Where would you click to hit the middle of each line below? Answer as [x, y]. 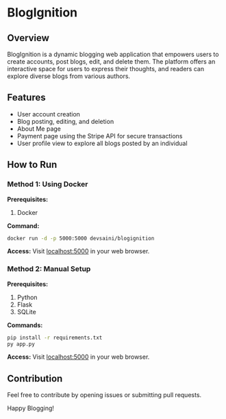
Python [27, 297]
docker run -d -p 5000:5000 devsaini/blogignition [81, 238]
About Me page [39, 129]
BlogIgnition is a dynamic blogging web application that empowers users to [113, 54]
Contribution [35, 378]
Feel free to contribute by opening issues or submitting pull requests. [104, 395]
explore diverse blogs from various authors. [69, 76]
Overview [28, 38]
